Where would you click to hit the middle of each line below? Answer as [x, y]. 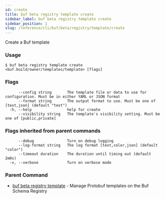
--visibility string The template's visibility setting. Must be [89, 114]
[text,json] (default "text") [36, 105]
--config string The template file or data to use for [82, 92]
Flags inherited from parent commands [53, 131]
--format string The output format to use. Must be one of [87, 101]
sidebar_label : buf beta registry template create [58, 19]
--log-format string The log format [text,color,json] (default [88, 146]
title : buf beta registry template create [49, 14]
